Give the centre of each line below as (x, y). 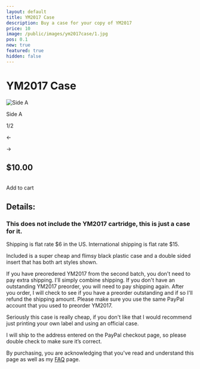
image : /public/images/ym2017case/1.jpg (57, 34)
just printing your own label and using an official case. (73, 324)
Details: (21, 207)
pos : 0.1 (17, 39)
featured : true (25, 51)
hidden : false (24, 56)
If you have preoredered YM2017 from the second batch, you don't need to (99, 274)
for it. (14, 231)
